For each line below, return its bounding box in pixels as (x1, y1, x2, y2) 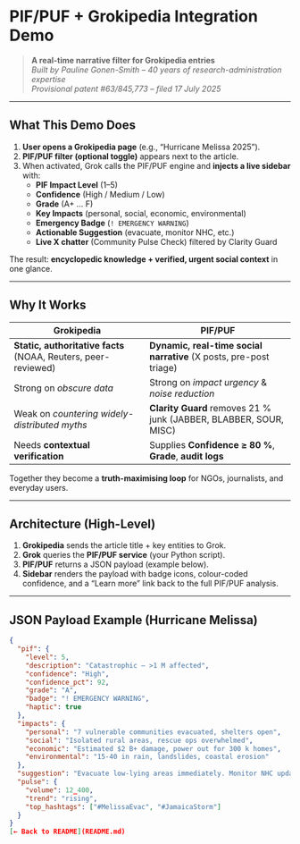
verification (13, 450, 64, 462)
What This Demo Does (9, 118, 137, 133)
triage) (149, 361, 178, 374)
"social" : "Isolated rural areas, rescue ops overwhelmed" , (25, 736, 254, 745)
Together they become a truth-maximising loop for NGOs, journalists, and (9, 472, 284, 484)
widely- (100, 407, 134, 419)
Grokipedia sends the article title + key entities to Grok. (21, 540, 227, 551)
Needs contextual (13, 438, 91, 451)
